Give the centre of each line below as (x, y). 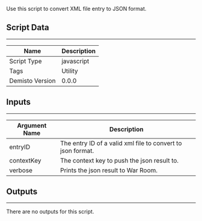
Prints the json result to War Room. (109, 170)
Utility (70, 70)
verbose (21, 170)
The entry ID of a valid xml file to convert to (121, 143)
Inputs (19, 102)
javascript (75, 61)
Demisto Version (32, 81)
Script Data (28, 27)
